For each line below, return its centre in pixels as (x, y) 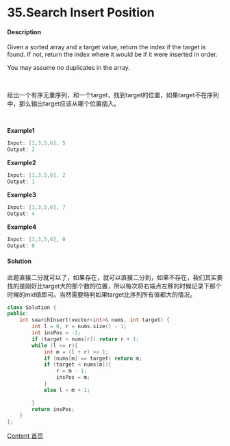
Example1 (21, 131)
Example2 (22, 163)
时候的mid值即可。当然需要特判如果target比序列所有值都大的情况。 (102, 294)
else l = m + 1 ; (67, 390)
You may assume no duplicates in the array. (68, 68)
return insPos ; (53, 409)
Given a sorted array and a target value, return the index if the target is (107, 47)
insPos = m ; (73, 377)
